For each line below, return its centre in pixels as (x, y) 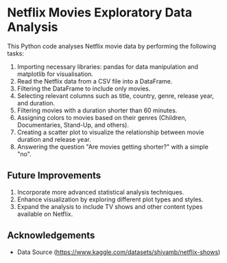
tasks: (16, 53)
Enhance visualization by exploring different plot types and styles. (110, 199)
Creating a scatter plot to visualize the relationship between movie (110, 132)
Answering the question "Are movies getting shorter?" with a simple (113, 147)
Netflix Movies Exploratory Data (100, 13)
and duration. (36, 103)
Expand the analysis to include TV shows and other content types (110, 206)
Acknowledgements (51, 235)
